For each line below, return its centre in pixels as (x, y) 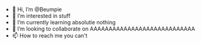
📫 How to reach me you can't (50, 36)
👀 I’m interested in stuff (41, 16)
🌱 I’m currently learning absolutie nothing (64, 22)
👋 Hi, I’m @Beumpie (37, 9)
